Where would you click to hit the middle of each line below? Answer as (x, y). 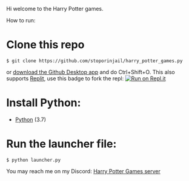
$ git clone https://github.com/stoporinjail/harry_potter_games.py (94, 61)
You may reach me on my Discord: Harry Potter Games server (83, 171)
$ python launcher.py (34, 160)
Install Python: (44, 103)
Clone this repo (45, 45)
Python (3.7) (31, 119)
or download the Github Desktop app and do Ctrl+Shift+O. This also (91, 72)
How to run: (21, 20)
